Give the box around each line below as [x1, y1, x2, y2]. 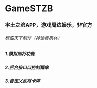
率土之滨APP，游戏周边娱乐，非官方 [5, 22, 92, 29]
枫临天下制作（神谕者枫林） [5, 35, 62, 41]
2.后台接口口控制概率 [5, 64, 49, 70]
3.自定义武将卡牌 [5, 78, 40, 84]
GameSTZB [5, 3, 53, 14]
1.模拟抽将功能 [5, 51, 35, 57]
